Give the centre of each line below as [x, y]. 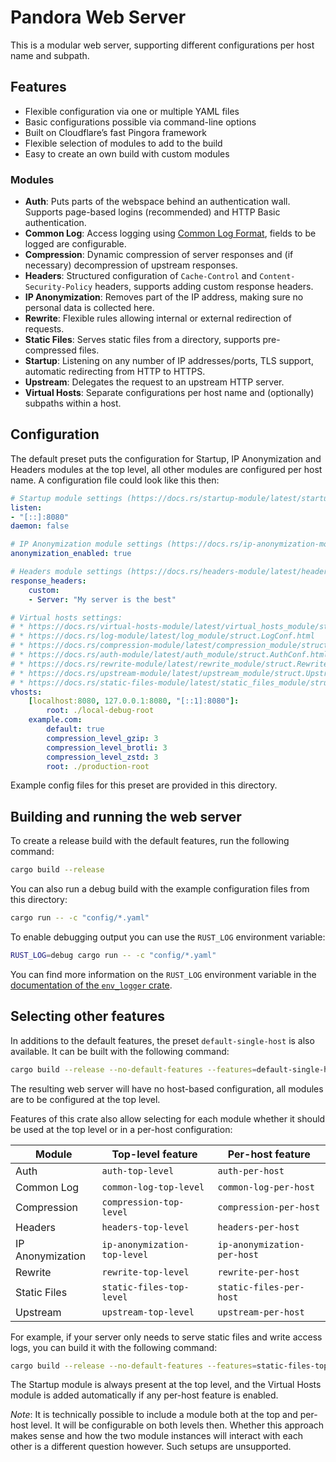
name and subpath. [50, 55]
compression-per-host [269, 1207]
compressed [50, 350]
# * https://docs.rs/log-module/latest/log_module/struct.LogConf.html [162, 636]
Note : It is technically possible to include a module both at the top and [154, 1415]
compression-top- [143, 1202]
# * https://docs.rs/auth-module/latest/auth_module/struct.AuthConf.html [169, 655]
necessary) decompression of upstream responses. [131, 265]
